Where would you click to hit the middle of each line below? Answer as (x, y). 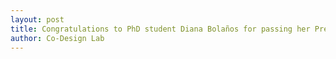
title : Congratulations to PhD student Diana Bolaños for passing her (160, 29)
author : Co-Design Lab (57, 38)
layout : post (37, 19)
